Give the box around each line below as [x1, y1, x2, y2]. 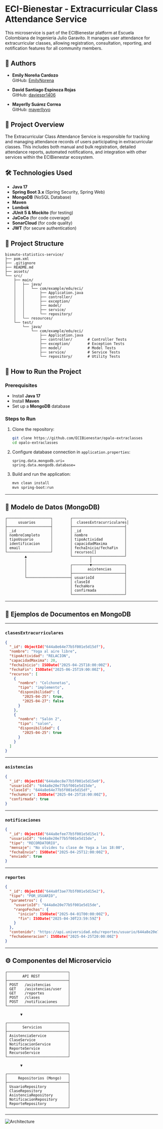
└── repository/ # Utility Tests [39, 354, 120, 359]
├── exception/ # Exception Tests [39, 341, 125, 347]
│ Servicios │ [5, 1025, 70, 1029]
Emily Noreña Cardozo [12, 72, 58, 78]
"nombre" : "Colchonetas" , [17, 681, 70, 685]
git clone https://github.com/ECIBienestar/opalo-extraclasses [12, 436, 143, 441]
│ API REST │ [5, 974, 70, 979]
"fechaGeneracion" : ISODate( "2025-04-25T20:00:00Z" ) [9, 934, 118, 939]
